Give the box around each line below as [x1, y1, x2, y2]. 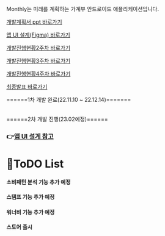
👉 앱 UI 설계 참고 [6, 132, 54, 140]
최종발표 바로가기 [6, 83, 48, 90]
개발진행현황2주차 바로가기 [6, 45, 71, 51]
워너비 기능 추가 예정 [6, 208, 55, 215]
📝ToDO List [6, 157, 64, 171]
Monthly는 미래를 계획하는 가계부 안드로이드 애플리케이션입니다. [6, 5, 159, 12]
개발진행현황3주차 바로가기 [6, 57, 71, 64]
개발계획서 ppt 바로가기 [6, 18, 62, 26]
